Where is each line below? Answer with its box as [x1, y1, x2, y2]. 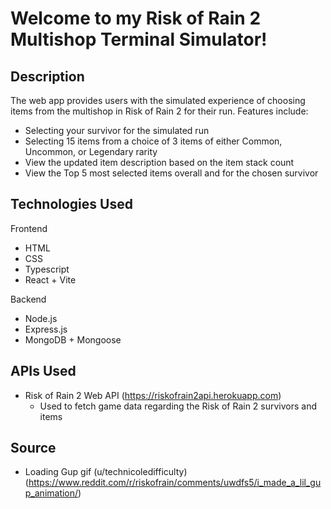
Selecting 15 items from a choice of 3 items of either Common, [24, 135, 283, 147]
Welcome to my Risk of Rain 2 [10, 7, 262, 30]
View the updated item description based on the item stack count [24, 157, 295, 168]
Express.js [24, 323, 68, 335]
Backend [10, 293, 47, 305]
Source [10, 440, 57, 457]
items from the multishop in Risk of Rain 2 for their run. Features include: [10, 105, 309, 117]
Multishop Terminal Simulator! [10, 28, 268, 51]
